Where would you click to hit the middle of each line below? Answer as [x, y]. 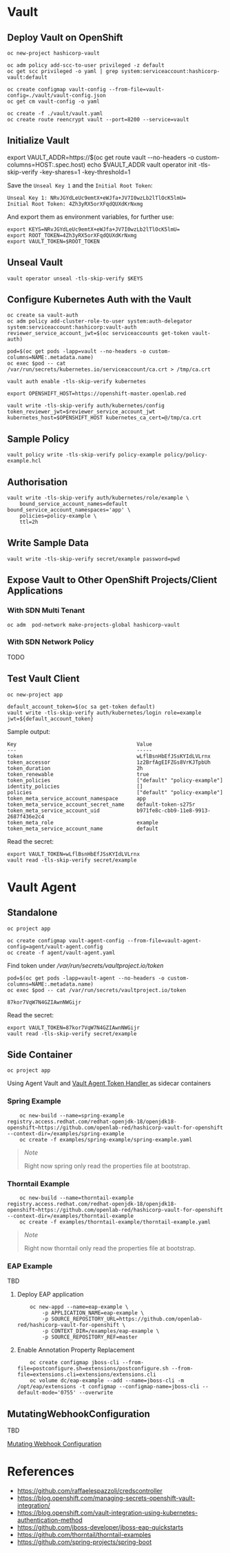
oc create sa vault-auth [43, 315]
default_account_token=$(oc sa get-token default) [81, 707]
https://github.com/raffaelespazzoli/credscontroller [90, 1491]
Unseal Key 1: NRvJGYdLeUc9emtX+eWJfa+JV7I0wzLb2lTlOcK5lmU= [97, 198]
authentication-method [50, 1520]
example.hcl [24, 461]
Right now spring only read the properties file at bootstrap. [107, 1166]
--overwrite [96, 1393]
